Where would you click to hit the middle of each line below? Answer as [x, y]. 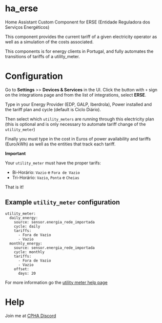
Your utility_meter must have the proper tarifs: [53, 163]
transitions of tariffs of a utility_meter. [42, 56]
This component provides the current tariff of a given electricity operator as [81, 37]
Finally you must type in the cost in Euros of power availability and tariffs [78, 139]
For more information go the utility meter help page [56, 282]
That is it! [14, 187]
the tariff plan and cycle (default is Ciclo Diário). [53, 109]
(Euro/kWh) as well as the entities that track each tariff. [60, 144]
